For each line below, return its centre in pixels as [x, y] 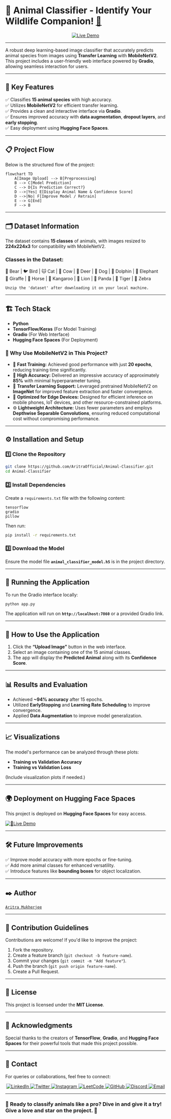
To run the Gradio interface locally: [42, 595]
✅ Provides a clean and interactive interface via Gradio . [64, 111]
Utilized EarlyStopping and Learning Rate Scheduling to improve [81, 705]
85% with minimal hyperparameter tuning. [57, 380]
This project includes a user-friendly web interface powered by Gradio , [80, 61]
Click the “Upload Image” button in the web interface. [69, 647]
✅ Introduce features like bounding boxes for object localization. [73, 871]
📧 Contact [21, 1064]
